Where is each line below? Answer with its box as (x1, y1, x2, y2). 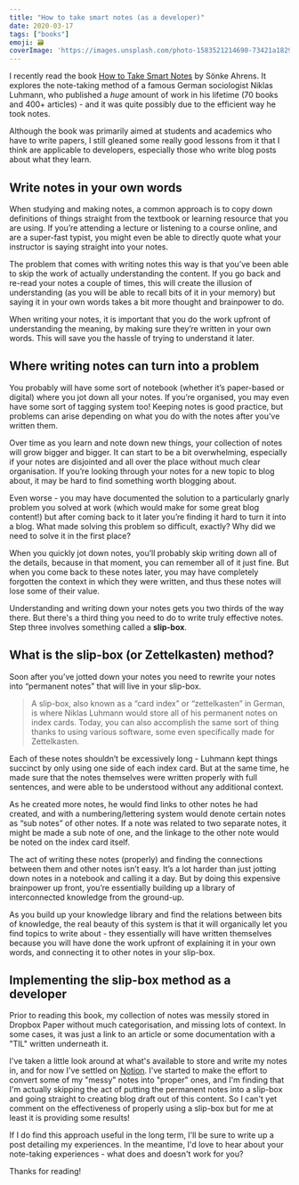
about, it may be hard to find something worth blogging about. (9, 475, 238, 486)
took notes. (9, 109, 51, 119)
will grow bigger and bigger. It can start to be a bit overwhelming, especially (9, 446, 287, 457)
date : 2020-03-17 (9, 21, 74, 30)
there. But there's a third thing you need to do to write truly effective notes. (9, 612, 284, 623)
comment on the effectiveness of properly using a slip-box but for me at (9, 1103, 274, 1114)
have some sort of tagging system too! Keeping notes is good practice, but (9, 401, 283, 412)
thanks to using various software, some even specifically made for (30, 726, 275, 737)
